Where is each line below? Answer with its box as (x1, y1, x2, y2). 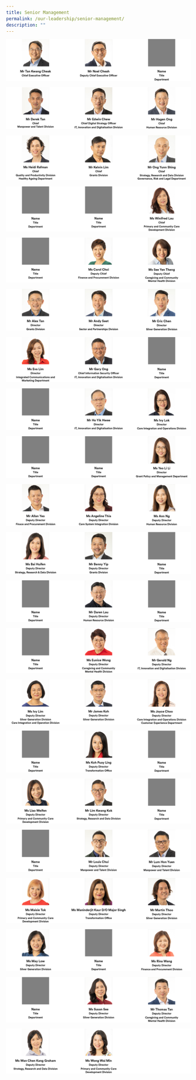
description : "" (6, 22, 46, 28)
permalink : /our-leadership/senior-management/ (6, 15, 125, 22)
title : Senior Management (6, 9, 69, 15)
